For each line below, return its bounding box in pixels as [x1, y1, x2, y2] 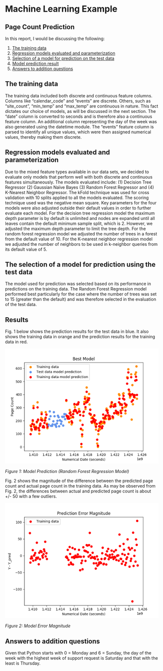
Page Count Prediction [5, 23, 75, 31]
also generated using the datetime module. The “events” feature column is [5, 124, 154, 129]
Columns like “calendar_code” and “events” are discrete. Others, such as [5, 98, 151, 104]
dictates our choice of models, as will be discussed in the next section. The [5, 108, 156, 114]
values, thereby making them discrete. [5, 134, 82, 140]
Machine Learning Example [5, 3, 118, 15]
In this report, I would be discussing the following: [5, 36, 105, 41]
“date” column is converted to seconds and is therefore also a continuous [5, 113, 152, 119]
